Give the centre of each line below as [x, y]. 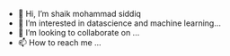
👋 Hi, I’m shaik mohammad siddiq [80, 14]
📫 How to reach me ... [59, 43]
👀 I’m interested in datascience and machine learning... [119, 23]
